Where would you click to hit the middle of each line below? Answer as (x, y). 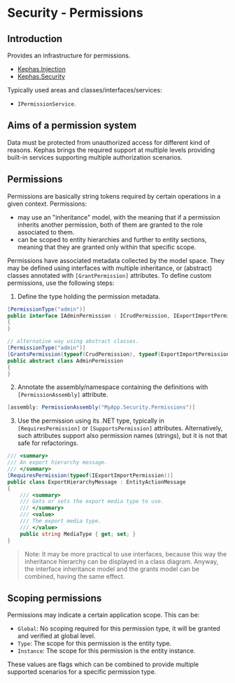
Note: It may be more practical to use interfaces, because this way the (126, 554)
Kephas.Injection (42, 69)
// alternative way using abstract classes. (73, 341)
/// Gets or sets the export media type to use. (92, 502)
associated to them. (46, 232)
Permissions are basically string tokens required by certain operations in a (114, 196)
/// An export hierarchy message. (58, 463)
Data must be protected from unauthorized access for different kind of (109, 142)
